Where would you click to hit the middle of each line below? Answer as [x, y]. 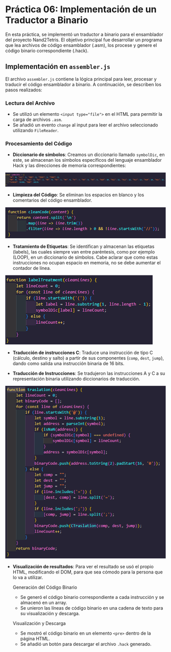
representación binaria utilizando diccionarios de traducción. [76, 379]
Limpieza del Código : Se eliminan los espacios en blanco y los [78, 195]
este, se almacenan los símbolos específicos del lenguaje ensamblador [87, 160]
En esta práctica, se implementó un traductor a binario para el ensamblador [84, 34]
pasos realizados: [24, 90]
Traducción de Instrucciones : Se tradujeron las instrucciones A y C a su [89, 373]
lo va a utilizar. [28, 577]
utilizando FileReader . [36, 131]
